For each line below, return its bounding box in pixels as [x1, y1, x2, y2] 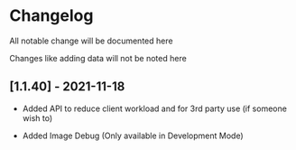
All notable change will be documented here [9, 35, 173, 46]
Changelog [9, 5, 94, 26]
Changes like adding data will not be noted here [9, 52, 187, 63]
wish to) [22, 112, 53, 123]
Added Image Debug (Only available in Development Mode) [22, 130, 244, 141]
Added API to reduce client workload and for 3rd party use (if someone [22, 103, 287, 114]
